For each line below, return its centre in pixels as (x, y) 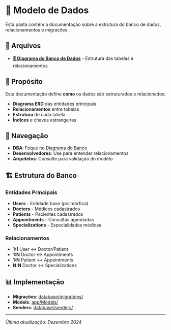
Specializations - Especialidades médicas (57, 225)
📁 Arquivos (23, 46)
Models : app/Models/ (35, 302)
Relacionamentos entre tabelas (46, 109)
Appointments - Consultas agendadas (53, 220)
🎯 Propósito (24, 81)
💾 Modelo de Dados (47, 10)
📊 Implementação (35, 282)
